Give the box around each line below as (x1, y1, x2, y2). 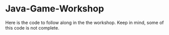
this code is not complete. (5, 24, 59, 30)
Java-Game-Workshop (5, 3, 104, 14)
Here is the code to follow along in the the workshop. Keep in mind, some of (5, 19, 164, 25)
